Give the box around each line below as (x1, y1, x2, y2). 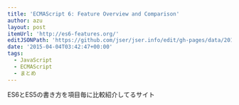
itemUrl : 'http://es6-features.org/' (7, 30, 119, 38)
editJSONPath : (7, 37, 50, 44)
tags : (7, 50, 23, 57)
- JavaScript (14, 57, 53, 64)
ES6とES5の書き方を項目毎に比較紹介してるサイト (7, 90, 155, 99)
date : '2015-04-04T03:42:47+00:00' (7, 43, 113, 50)
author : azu (7, 17, 43, 24)
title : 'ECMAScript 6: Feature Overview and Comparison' (7, 10, 180, 18)
